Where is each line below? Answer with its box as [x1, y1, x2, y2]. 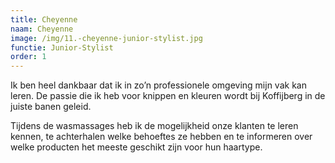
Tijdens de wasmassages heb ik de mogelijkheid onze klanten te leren [10, 120, 299, 132]
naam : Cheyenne [10, 24, 74, 34]
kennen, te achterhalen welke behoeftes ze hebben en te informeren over [10, 131, 313, 143]
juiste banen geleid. [10, 101, 92, 113]
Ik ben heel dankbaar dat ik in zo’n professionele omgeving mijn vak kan [10, 79, 307, 91]
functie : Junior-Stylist [10, 42, 114, 53]
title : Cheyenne [10, 14, 78, 25]
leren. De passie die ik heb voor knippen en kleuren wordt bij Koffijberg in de [10, 90, 326, 102]
